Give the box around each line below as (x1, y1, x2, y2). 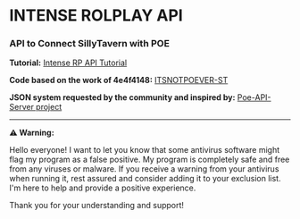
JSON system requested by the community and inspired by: (9, 92, 236, 103)
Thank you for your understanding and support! (9, 200, 185, 211)
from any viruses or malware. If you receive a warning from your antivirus (9, 164, 279, 174)
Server (9, 102, 34, 113)
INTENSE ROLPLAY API (9, 5, 183, 26)
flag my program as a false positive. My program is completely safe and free (9, 154, 290, 165)
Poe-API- (237, 92, 271, 103)
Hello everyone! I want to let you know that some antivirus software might (9, 145, 279, 156)
